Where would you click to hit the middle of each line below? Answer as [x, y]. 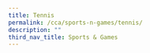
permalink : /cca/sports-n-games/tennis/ [76, 23]
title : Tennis [32, 15]
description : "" [35, 30]
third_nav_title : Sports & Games [63, 37]
